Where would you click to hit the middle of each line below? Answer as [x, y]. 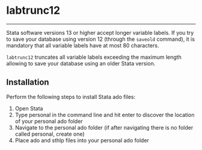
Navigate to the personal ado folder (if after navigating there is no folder [104, 127]
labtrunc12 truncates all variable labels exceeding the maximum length [94, 57]
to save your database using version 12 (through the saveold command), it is [101, 39]
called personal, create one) [50, 134]
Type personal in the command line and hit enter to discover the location [105, 115]
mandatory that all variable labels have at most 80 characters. [83, 45]
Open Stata [29, 108]
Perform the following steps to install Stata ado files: [71, 97]
